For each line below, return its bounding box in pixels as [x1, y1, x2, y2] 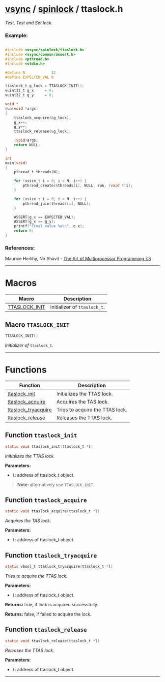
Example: [5, 32, 28, 39]
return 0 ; [14, 228, 34, 233]
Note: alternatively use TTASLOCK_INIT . [17, 481, 95, 488]
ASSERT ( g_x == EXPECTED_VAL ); [14, 215, 76, 219]
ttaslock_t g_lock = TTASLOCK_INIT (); [5, 84, 84, 89]
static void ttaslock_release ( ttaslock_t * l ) [5, 638, 100, 643]
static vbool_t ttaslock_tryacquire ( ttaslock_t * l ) [5, 564, 113, 569]
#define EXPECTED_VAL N [5, 75, 54, 80]
